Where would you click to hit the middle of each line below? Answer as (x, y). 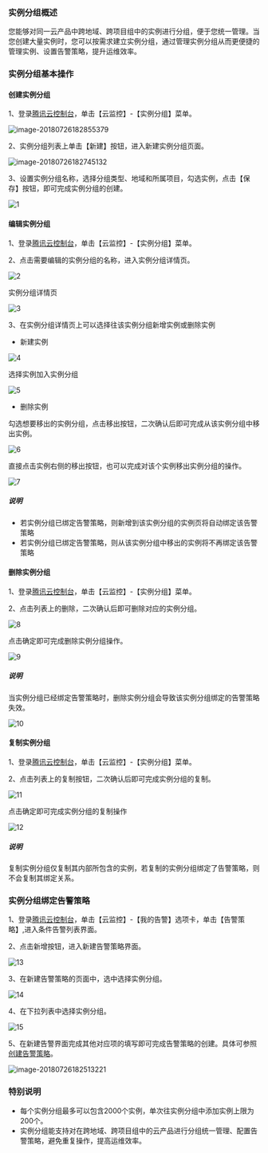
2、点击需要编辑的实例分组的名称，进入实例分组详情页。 (101, 260)
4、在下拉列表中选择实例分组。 (60, 1011)
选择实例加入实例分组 (43, 374)
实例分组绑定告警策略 (49, 900)
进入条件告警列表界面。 (63, 930)
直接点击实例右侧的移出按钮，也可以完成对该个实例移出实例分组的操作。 (127, 466)
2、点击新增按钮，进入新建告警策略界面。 (77, 946)
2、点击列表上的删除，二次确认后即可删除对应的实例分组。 (105, 608)
